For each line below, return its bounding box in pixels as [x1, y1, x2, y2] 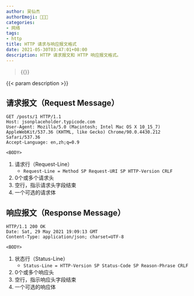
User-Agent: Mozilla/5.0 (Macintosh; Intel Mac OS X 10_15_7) [6, 124, 161, 130]
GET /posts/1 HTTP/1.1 [6, 114, 61, 120]
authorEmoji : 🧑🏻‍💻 [6, 14, 49, 20]
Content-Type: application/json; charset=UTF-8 [6, 234, 124, 240]
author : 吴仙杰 [6, 8, 40, 15]
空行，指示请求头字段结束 [14, 182, 77, 189]
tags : [6, 30, 19, 36]
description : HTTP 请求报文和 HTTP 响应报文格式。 [6, 52, 122, 58]
